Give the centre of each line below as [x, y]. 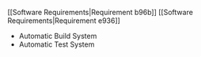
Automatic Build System [58, 36]
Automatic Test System [57, 44]
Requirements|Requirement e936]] [64, 21]
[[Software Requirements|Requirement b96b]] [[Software [100, 12]
